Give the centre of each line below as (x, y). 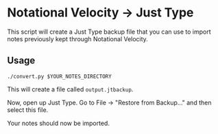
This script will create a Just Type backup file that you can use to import (109, 32)
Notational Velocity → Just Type (100, 13)
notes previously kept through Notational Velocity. (78, 38)
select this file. (28, 110)
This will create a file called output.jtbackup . (70, 89)
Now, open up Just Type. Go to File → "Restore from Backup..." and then (109, 102)
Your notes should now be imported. (58, 123)
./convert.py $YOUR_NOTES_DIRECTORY (59, 76)
